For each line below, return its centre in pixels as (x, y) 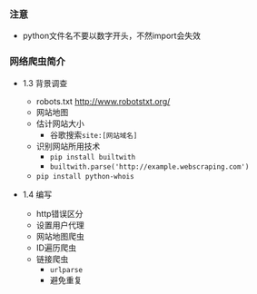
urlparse (66, 269)
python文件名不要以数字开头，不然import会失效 (112, 36)
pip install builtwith (93, 157)
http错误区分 (59, 213)
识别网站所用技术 (68, 146)
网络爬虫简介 (38, 62)
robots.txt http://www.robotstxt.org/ (103, 101)
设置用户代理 (60, 225)
